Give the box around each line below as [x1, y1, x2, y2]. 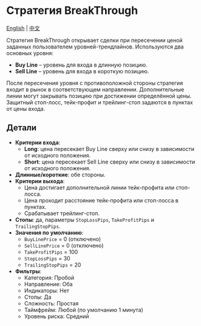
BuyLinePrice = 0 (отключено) [24, 235, 101, 242]
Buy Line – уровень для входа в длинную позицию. [15, 61, 148, 68]
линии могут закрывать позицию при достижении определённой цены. [6, 92, 192, 99]
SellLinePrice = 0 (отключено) [24, 242, 104, 249]
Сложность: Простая [24, 299, 79, 307]
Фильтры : [15, 267, 41, 274]
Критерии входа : [15, 139, 61, 146]
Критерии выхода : [15, 177, 65, 185]
